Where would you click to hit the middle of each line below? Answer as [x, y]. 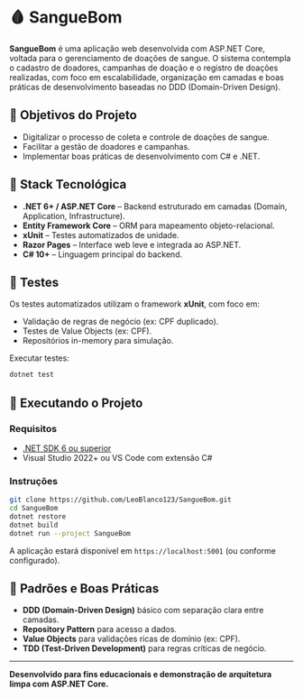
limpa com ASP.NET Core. [59, 684]
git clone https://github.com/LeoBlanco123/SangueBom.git [120, 500]
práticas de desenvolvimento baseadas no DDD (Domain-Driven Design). [145, 87]
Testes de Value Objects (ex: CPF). [87, 331]
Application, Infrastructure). [73, 216]
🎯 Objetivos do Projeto [73, 115]
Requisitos [33, 428]
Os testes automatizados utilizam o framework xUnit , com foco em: [134, 304]
